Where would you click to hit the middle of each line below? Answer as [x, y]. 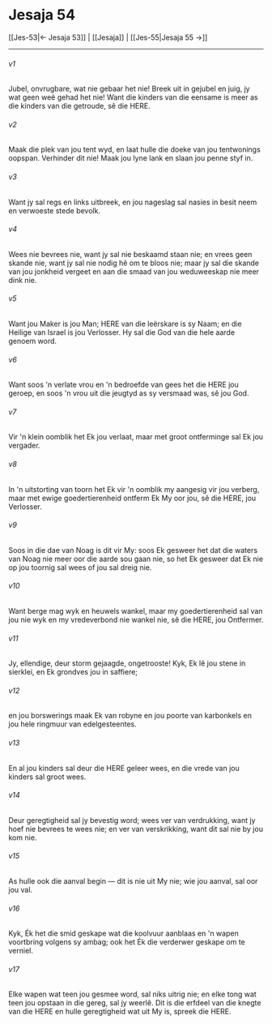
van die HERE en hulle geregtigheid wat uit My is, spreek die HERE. [120, 1012]
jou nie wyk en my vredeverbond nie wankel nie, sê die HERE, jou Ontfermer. [136, 619]
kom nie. [23, 838]
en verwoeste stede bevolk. [55, 210]
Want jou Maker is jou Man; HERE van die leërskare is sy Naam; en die [125, 323]
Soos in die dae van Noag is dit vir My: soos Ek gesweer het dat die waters [133, 550]
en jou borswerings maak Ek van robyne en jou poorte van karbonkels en [130, 716]
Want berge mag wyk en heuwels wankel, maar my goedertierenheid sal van [136, 611]
